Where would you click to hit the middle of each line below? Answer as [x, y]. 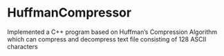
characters [22, 46]
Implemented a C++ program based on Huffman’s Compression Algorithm [112, 32]
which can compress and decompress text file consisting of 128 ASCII [107, 39]
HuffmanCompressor [69, 13]
